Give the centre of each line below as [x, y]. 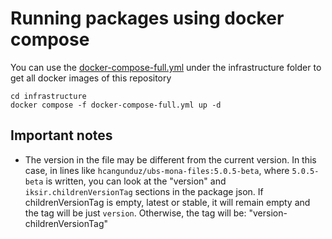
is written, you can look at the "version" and [136, 181]
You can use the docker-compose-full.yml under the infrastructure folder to [166, 67]
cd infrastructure [48, 96]
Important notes [61, 135]
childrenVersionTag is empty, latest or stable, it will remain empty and [167, 202]
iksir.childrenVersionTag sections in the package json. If [144, 191]
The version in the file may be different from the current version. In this [170, 159]
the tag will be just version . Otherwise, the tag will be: [135, 213]
